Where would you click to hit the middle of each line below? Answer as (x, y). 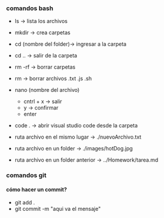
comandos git (26, 175)
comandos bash (30, 8)
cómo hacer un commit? (36, 189)
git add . (25, 203)
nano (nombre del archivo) (47, 90)
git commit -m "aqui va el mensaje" (58, 209)
